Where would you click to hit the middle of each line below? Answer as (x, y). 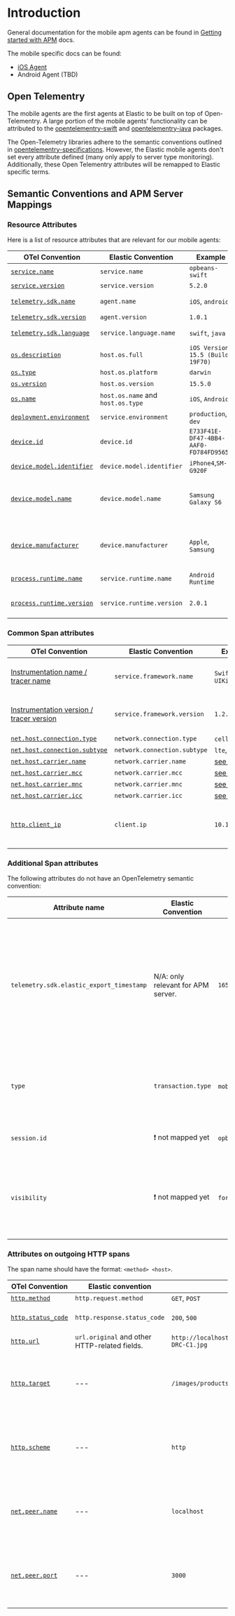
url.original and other (113, 1337)
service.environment (134, 418)
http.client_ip (36, 824)
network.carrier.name (150, 761)
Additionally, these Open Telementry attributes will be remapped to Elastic (114, 164)
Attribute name (79, 908)
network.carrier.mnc (149, 784)
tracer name (31, 681)
